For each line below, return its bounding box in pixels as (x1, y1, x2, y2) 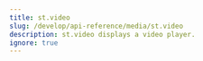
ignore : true (9, 38, 59, 48)
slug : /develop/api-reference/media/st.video (9, 22, 183, 30)
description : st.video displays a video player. (9, 30, 196, 39)
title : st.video (9, 13, 70, 22)
